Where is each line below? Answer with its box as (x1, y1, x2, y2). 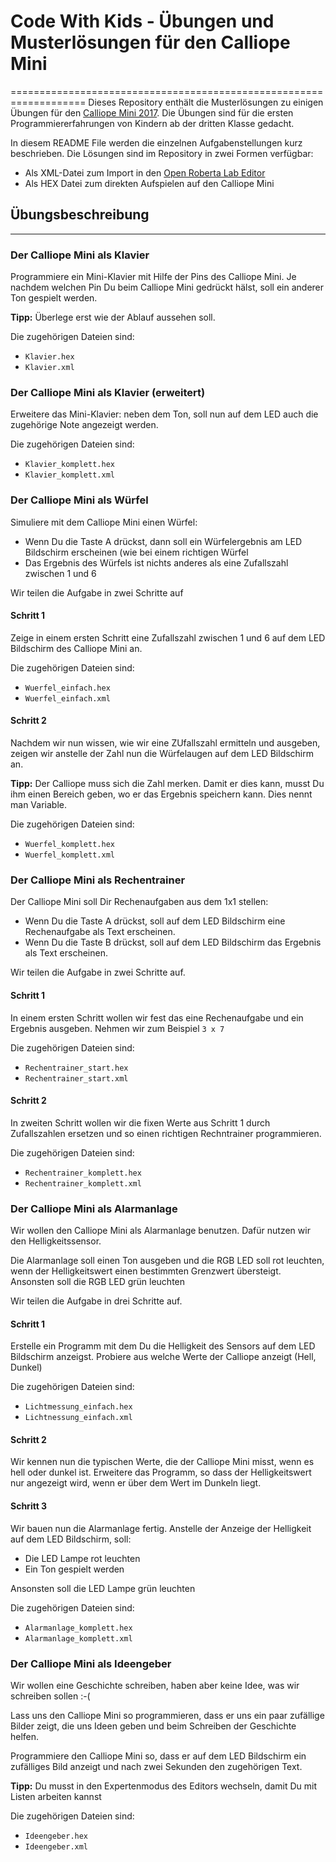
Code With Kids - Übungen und (10, 10, 275, 33)
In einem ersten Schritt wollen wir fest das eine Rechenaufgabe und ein (10, 1011, 304, 1024)
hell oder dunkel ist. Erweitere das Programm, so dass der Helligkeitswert (10, 1466, 312, 1479)
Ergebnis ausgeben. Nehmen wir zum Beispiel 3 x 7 (10, 1022, 225, 1034)
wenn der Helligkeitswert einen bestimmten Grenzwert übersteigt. (10, 1265, 282, 1277)
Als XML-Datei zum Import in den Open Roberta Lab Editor (24, 166, 266, 179)
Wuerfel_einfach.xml (24, 693, 111, 704)
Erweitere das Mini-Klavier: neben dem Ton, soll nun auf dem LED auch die (10, 408, 319, 420)
